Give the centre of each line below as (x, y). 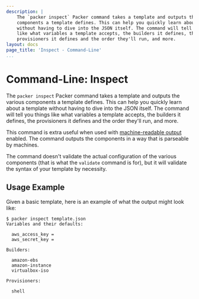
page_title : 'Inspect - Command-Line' (54, 50)
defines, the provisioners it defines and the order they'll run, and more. (92, 121)
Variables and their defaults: (45, 224)
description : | (25, 12)
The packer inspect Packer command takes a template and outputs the (93, 96)
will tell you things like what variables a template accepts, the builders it (93, 114)
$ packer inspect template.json (46, 219)
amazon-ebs (25, 260)
